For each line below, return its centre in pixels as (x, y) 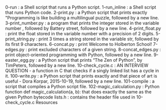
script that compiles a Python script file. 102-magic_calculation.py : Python (82, 86)
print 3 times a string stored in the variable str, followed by (99, 39)
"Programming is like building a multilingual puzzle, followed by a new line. (82, 18)
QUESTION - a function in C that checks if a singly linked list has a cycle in (82, 71)
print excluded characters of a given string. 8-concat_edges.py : (95, 50)
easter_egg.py (20, 60)
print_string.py (20, 39)
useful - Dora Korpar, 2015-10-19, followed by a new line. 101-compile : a (80, 81)
